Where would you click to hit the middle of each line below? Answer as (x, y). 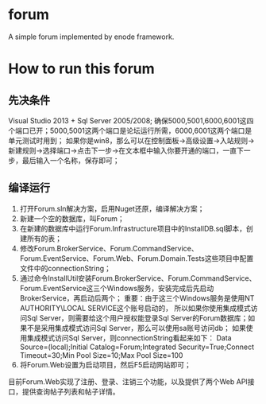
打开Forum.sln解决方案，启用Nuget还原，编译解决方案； (112, 208)
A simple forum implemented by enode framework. (91, 37)
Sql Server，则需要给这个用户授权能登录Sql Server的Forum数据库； (137, 318)
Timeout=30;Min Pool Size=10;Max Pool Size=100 (101, 355)
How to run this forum (81, 69)
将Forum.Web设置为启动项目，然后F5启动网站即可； (106, 364)
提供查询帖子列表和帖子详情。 (71, 391)
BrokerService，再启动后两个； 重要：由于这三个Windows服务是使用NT (137, 298)
